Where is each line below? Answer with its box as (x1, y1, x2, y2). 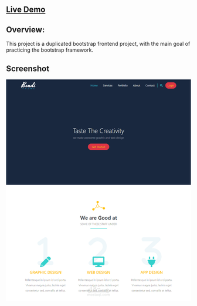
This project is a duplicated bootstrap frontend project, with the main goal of (6, 41, 191, 48)
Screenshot (6, 63, 50, 73)
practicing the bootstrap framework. (6, 46, 94, 53)
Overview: (6, 25, 45, 35)
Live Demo (6, 5, 46, 15)
